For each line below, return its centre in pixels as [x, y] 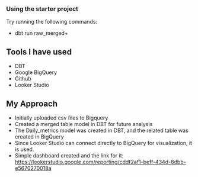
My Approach [32, 103]
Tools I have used [39, 52]
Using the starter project [42, 9]
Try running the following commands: [52, 22]
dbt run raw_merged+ [41, 33]
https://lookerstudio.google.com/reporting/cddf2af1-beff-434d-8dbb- [100, 162]
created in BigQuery [39, 136]
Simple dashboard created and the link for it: [69, 155]
